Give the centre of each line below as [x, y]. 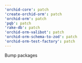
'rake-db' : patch [22, 28]
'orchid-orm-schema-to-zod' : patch [41, 37]
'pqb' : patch [18, 23]
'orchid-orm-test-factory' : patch [40, 42]
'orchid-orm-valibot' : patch [34, 32]
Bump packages [21, 55]
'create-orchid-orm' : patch [33, 14]
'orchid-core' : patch [27, 10]
